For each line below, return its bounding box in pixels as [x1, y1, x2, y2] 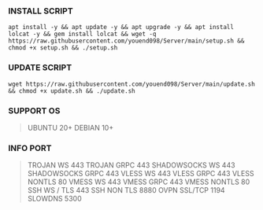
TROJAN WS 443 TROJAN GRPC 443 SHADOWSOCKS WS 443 [27, 160, 235, 170]
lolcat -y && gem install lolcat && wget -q [8, 30, 157, 39]
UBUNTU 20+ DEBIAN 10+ [27, 123, 114, 132]
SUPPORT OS [8, 105, 61, 116]
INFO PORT [8, 142, 53, 153]
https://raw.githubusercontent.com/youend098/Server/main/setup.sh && [8, 37, 245, 45]
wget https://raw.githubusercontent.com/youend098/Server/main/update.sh [8, 80, 256, 88]
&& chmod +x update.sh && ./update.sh [8, 87, 135, 95]
